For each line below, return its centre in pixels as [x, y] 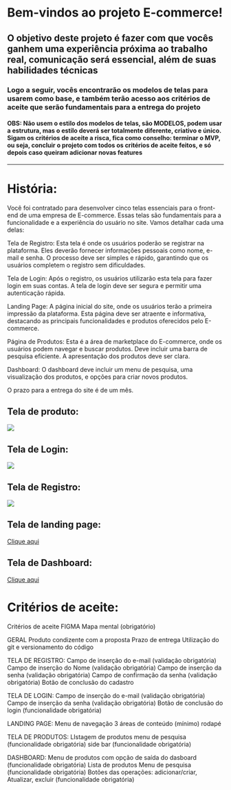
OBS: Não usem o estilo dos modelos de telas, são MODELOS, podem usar [114, 123]
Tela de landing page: [54, 525]
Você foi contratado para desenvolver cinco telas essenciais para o [102, 208]
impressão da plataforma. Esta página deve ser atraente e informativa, [107, 314]
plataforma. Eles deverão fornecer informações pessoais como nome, [106, 250]
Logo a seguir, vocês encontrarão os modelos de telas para [108, 89]
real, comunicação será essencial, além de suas [112, 59]
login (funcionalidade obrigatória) [54, 710]
